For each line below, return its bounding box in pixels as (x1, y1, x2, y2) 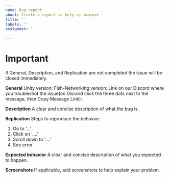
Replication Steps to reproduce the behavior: (5, 116, 101, 122)
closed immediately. (5, 75, 47, 82)
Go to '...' (12, 125, 32, 132)
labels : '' (5, 21, 29, 27)
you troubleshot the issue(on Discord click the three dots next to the (5, 90, 149, 97)
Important (5, 53, 49, 64)
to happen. (5, 157, 28, 163)
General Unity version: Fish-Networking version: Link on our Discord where (5, 85, 164, 91)
